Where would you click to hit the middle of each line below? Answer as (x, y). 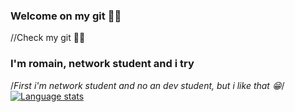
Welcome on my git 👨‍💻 (66, 16)
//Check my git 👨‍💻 (48, 38)
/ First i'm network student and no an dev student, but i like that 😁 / (147, 85)
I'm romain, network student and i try (102, 64)
